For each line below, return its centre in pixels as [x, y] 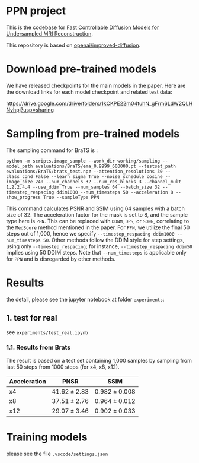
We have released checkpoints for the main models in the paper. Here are [96, 85]
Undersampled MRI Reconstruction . [50, 33]
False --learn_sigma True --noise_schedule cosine [99, 176]
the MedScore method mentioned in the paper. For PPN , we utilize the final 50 [98, 227]
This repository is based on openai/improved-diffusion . [73, 45]
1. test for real [32, 318]
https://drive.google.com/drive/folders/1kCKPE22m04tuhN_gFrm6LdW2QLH [99, 103]
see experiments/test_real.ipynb [47, 332]
